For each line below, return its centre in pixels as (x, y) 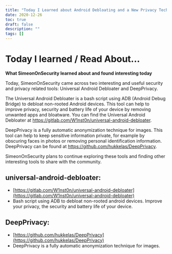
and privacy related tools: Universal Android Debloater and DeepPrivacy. (82, 88)
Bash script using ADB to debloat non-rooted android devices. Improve (87, 201)
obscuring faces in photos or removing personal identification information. (84, 141)
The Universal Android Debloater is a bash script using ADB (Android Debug (85, 98)
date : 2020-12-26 (24, 15)
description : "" (23, 29)
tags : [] (15, 34)
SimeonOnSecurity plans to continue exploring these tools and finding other (85, 156)
